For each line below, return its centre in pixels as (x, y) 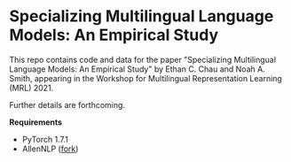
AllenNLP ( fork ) (50, 149)
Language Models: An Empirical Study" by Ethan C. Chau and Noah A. (138, 69)
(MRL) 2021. (31, 88)
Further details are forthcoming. (67, 104)
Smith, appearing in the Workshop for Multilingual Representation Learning (145, 78)
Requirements (36, 122)
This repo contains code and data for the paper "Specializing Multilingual (143, 59)
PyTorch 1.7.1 (45, 139)
